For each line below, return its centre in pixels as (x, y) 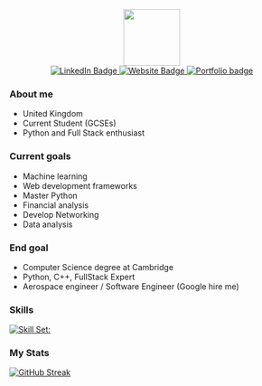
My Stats (29, 353)
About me (32, 94)
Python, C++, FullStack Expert (79, 277)
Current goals (40, 156)
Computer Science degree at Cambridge (98, 267)
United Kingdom (53, 114)
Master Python (50, 195)
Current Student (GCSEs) (69, 123)
